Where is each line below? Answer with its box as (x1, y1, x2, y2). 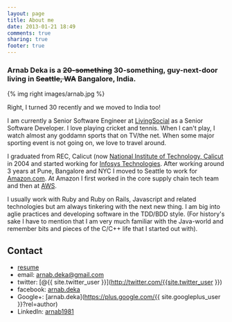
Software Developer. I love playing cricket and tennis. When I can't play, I (7, 124, 215, 133)
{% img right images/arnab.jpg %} (7, 90, 105, 98)
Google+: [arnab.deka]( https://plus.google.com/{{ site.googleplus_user (17, 293, 221, 301)
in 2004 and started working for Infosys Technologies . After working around (7, 160, 224, 168)
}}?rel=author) (17, 300, 58, 309)
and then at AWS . (7, 182, 57, 190)
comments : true (7, 29, 51, 37)
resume (17, 263, 39, 271)
